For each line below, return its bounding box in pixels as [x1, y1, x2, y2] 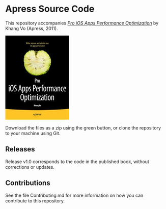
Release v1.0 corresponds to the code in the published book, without [5, 159, 149, 165]
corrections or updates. [5, 164, 54, 170]
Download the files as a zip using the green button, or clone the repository [5, 124, 161, 130]
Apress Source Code [5, 3, 95, 15]
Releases [5, 145, 35, 153]
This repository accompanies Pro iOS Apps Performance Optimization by [5, 20, 159, 26]
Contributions [5, 179, 50, 188]
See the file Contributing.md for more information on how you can [5, 192, 144, 198]
